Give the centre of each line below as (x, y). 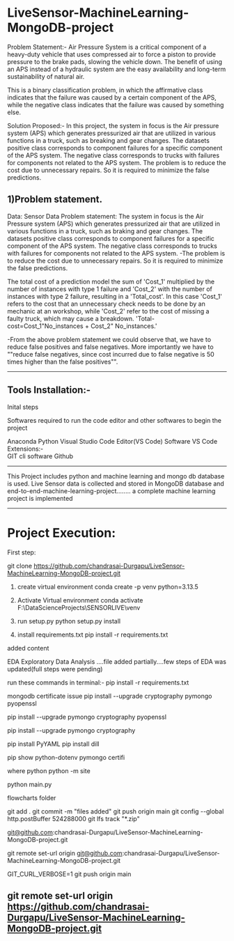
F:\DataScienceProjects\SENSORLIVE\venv (79, 607)
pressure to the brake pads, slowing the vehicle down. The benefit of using (115, 61)
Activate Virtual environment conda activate (80, 600)
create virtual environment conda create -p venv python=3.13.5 (108, 586)
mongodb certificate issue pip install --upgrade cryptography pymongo (110, 696)
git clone (20, 566)
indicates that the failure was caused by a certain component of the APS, (112, 97)
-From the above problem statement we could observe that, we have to (109, 339)
